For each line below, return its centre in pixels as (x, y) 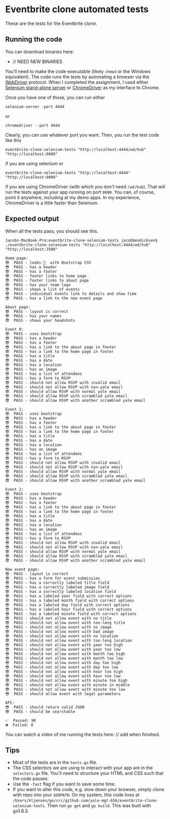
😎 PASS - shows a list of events (43, 289)
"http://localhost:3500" (31, 249)
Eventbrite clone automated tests (77, 9)
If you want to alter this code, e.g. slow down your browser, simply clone (88, 790)
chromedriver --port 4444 (32, 125)
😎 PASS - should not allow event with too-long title (65, 623)
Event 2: (14, 489)
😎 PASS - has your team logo (38, 285)
